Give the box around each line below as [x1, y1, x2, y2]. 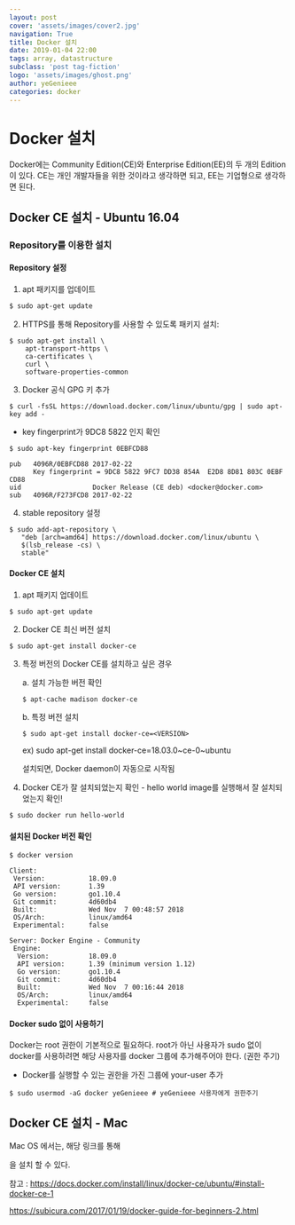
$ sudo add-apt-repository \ [9, 525, 117, 533]
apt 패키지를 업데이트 [21, 283, 96, 294]
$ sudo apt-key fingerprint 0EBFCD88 [9, 444, 149, 453]
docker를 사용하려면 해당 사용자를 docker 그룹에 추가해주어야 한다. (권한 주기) [9, 1051, 281, 1062]
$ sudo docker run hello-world [9, 811, 125, 820]
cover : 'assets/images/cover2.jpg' [9, 21, 141, 30]
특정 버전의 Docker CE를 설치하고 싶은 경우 [21, 659, 173, 669]
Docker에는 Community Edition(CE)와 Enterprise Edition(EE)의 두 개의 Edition [9, 159, 286, 170]
